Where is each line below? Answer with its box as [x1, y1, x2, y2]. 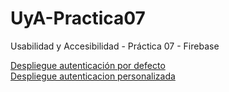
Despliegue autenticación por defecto [10, 59, 166, 71]
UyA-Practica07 [10, 7, 146, 30]
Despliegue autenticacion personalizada [10, 70, 176, 82]
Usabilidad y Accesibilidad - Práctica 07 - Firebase [10, 40, 220, 52]
